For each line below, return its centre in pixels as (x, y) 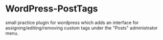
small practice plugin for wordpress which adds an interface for (72, 22)
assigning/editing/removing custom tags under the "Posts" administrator (81, 27)
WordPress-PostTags (52, 9)
